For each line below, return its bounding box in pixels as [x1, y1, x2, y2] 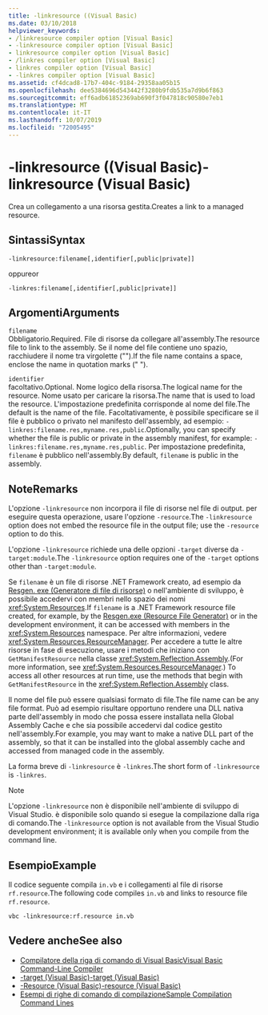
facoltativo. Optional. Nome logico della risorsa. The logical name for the [8, 382, 242, 392]
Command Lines [19, 997, 74, 1007]
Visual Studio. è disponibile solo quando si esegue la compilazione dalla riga [8, 810, 260, 819]
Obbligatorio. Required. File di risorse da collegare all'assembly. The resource [8, 334, 260, 344]
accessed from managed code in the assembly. [8, 746, 165, 756]
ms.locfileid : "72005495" [8, 123, 94, 131]
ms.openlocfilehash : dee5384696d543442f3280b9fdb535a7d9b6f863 [8, 86, 224, 95]
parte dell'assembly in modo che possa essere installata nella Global [8, 712, 234, 722]
